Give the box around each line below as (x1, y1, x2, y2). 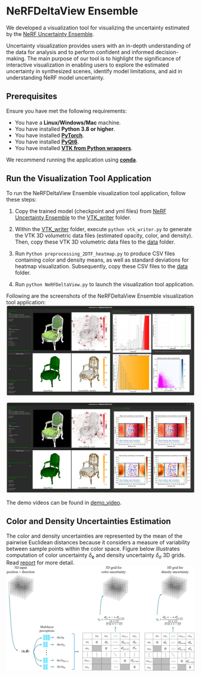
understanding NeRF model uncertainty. (6, 74, 105, 81)
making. (6, 55, 26, 62)
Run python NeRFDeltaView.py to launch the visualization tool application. (14, 280, 194, 287)
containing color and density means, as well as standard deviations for (14, 256, 189, 263)
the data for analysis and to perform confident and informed (6, 48, 154, 55)
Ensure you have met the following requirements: (6, 107, 127, 115)
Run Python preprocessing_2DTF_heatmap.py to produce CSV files (14, 250, 175, 257)
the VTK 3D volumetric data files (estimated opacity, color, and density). (14, 232, 193, 239)
